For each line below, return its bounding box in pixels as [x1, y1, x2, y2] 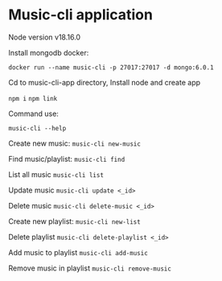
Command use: [8, 109, 59, 118]
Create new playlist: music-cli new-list [8, 216, 141, 226]
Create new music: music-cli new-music [8, 138, 141, 148]
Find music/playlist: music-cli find [8, 154, 125, 163]
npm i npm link [8, 94, 58, 102]
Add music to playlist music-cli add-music [8, 247, 149, 257]
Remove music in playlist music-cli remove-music [8, 263, 171, 273]
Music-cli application [8, 6, 153, 24]
